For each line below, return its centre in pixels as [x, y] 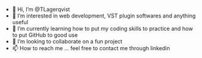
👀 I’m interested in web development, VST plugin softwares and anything [104, 16]
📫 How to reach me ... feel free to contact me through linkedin [91, 48]
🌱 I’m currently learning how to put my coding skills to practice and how [103, 28]
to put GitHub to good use [45, 35]
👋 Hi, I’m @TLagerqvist [41, 9]
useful [20, 22]
